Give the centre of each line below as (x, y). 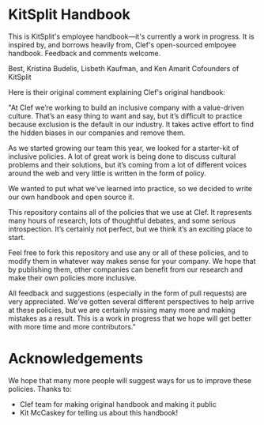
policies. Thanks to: (40, 389)
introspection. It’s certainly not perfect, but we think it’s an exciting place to (130, 229)
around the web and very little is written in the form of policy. (107, 173)
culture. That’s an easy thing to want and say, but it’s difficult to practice (125, 115)
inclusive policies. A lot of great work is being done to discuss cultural (122, 156)
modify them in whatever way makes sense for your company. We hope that (132, 261)
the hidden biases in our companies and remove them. (97, 133)
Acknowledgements (76, 359)
